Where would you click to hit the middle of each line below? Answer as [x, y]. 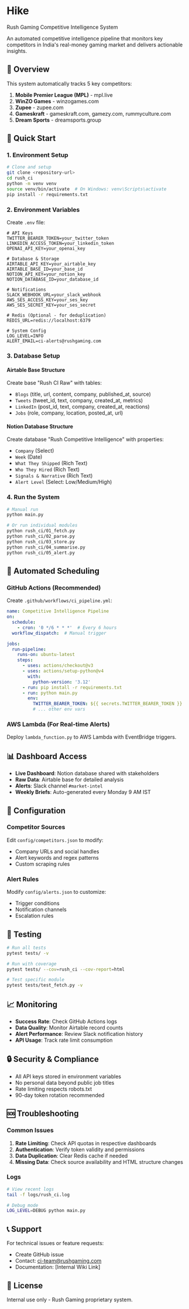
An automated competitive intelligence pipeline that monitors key [85, 38]
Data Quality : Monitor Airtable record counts [69, 1028]
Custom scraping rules [42, 864]
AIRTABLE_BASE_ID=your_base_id [45, 269]
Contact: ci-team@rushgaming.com [58, 1261]
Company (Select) [35, 451]
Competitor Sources [36, 827]
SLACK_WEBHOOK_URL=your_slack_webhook [54, 295]
